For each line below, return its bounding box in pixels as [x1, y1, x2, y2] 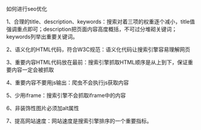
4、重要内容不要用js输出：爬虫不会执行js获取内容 [6, 79, 129, 86]
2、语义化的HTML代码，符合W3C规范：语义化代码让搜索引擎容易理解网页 [6, 46, 191, 53]
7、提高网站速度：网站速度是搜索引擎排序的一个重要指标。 [6, 117, 152, 125]
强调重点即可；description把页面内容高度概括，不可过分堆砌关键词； [6, 26, 177, 32]
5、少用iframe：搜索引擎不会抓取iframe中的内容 [6, 92, 126, 99]
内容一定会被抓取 [11, 66, 54, 73]
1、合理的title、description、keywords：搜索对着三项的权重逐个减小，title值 [6, 18, 195, 25]
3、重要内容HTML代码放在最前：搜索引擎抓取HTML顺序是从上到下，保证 [6, 59, 188, 66]
